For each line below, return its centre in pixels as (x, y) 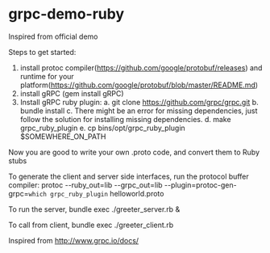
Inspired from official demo (53, 36)
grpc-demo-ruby (66, 14)
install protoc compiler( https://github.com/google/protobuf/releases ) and (141, 67)
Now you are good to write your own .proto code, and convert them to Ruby (134, 152)
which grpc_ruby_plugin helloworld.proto (96, 193)
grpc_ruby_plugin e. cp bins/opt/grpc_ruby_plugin (102, 128)
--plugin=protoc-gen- (200, 185)
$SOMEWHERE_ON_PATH (63, 136)
